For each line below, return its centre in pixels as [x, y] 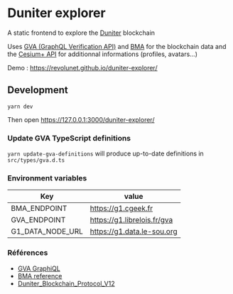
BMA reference [40, 276]
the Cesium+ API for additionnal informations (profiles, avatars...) [102, 54]
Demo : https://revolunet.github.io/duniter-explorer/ [82, 67]
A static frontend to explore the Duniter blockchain [81, 33]
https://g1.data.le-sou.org [134, 232]
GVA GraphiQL [39, 268]
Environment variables [47, 178]
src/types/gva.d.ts [36, 160]
